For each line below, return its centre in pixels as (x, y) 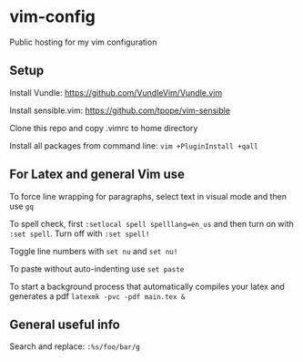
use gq (22, 206)
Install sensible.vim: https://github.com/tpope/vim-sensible (120, 110)
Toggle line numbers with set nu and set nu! (94, 251)
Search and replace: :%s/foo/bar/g (75, 346)
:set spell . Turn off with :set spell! (80, 233)
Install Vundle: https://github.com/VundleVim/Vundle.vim (116, 92)
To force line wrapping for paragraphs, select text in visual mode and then (148, 196)
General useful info (65, 324)
